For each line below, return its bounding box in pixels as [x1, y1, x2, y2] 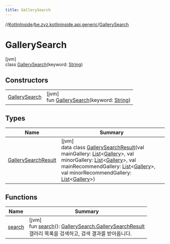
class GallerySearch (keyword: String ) [5, 61, 83, 67]
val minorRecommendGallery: [61, 169, 132, 177]
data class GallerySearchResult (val [61, 144, 144, 151]
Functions [5, 193, 38, 201]
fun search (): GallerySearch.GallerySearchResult [29, 223, 145, 230]
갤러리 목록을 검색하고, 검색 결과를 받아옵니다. [29, 230, 132, 237]
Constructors [5, 76, 49, 84]
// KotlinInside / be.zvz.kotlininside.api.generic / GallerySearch [5, 21, 129, 27]
